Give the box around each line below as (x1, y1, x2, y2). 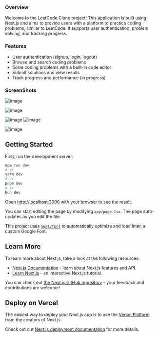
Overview (5, 4, 29, 11)
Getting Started (5, 141, 53, 149)
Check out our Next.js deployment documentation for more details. (5, 326, 139, 332)
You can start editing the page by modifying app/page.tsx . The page (5, 208, 142, 214)
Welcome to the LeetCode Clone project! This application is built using (5, 15, 147, 21)
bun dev (5, 190, 21, 195)
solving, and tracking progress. (5, 31, 68, 37)
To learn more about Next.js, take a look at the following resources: (5, 255, 140, 261)
